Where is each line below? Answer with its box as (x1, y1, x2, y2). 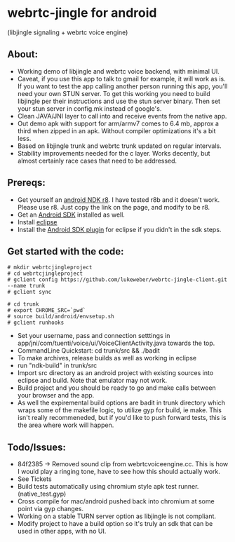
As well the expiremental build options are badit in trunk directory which (17, 398, 226, 407)
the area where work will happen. (17, 421, 114, 429)
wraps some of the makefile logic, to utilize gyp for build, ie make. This (17, 406, 222, 414)
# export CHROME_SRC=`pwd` (7, 307, 86, 314)
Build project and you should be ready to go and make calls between (17, 384, 216, 392)
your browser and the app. (17, 391, 95, 400)
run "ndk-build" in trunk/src (17, 361, 98, 370)
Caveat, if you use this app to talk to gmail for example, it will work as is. (17, 74, 226, 83)
